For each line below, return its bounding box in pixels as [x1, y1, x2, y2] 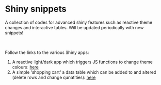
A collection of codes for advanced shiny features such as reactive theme [5, 19, 153, 25]
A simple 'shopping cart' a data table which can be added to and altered [12, 69, 157, 75]
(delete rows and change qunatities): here [12, 74, 96, 80]
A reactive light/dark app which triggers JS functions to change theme [12, 59, 153, 65]
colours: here [12, 64, 39, 70]
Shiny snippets [5, 3, 67, 15]
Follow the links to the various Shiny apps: [5, 50, 89, 55]
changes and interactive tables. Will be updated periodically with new [5, 24, 144, 30]
